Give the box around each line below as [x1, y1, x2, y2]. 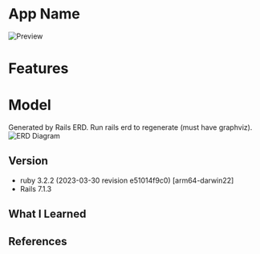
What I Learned [8, 208, 87, 221]
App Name [8, 5, 80, 23]
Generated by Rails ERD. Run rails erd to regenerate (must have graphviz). [8, 123, 253, 132]
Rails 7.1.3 [19, 183, 52, 193]
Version [8, 154, 48, 168]
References [8, 234, 67, 248]
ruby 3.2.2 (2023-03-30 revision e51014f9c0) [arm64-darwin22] [19, 175, 234, 185]
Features [8, 59, 69, 78]
